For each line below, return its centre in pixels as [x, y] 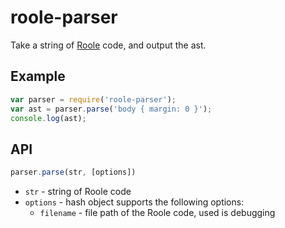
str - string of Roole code [78, 192]
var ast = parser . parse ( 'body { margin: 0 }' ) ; [111, 109]
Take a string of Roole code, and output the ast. [108, 45]
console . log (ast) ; [48, 118]
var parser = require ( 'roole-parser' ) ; [93, 99]
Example [38, 76]
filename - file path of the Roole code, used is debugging [157, 213]
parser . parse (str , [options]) [73, 172]
